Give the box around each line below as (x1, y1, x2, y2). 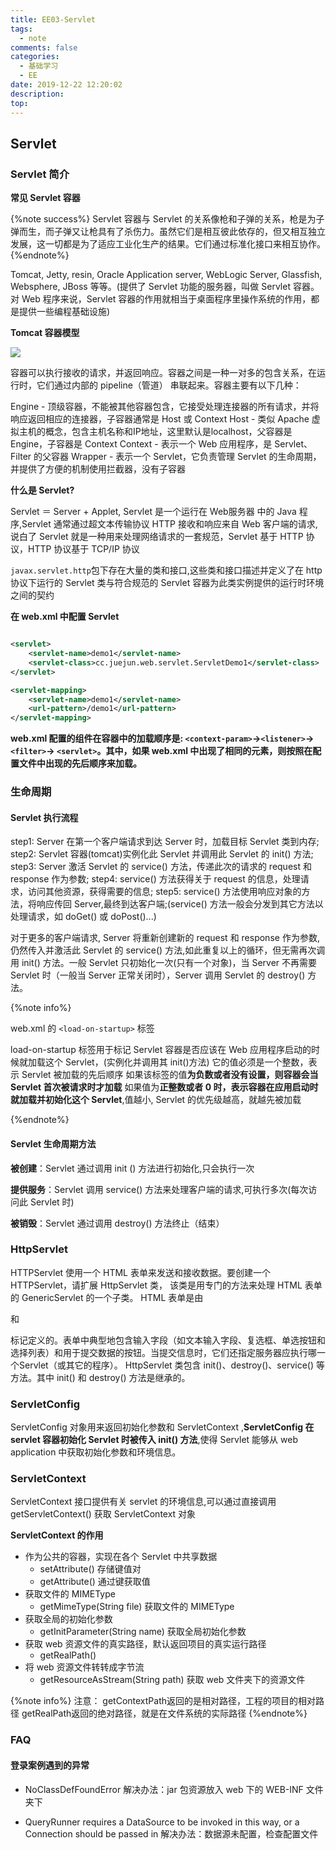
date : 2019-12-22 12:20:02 (10, 80, 123, 90)
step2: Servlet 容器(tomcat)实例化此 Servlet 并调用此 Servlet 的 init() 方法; (10, 848, 314, 860)
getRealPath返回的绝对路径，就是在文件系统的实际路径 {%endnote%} (21, 1707, 308, 1720)
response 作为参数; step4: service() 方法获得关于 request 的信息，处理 (10, 873, 301, 885)
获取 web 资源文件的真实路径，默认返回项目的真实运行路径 (24, 1638, 267, 1650)
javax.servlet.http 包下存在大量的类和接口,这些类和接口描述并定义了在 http (10, 564, 323, 576)
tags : (10, 24, 33, 34)
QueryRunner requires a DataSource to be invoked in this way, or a (24, 1816, 300, 1828)
